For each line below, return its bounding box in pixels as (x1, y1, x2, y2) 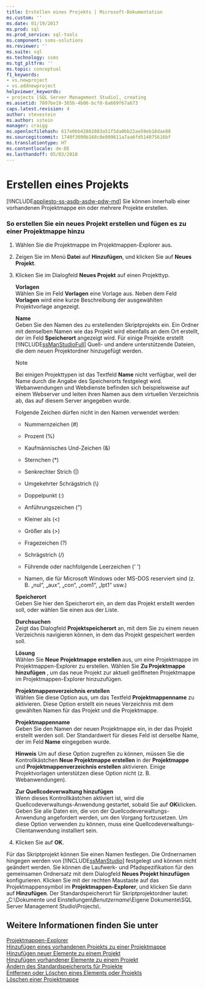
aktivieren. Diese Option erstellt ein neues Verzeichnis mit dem (15, 700, 173, 707)
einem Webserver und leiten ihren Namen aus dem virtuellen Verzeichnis (15, 390, 199, 398)
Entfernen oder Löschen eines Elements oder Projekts (6, 969, 143, 976)
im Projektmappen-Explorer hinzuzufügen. (15, 675, 123, 682)
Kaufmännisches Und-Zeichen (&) (24, 444, 111, 452)
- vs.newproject (6, 77, 48, 83)
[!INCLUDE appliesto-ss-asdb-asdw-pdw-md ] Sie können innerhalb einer (6, 198, 190, 205)
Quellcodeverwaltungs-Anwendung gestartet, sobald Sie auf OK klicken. (15, 801, 197, 808)
